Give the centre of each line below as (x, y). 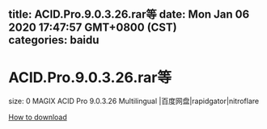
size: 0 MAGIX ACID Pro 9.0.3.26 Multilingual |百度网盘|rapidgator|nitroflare (134, 101)
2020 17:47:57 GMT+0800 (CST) (93, 28)
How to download (38, 117)
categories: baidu (54, 40)
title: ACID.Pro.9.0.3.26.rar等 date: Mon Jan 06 (129, 15)
